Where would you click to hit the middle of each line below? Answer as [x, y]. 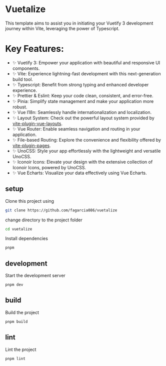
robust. [20, 107]
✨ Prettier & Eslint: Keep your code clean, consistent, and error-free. [83, 95]
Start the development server [35, 276]
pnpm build [16, 322]
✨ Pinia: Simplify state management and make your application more [83, 101]
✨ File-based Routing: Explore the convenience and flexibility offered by [87, 140]
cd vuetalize [19, 229]
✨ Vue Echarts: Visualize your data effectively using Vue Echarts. [80, 173]
